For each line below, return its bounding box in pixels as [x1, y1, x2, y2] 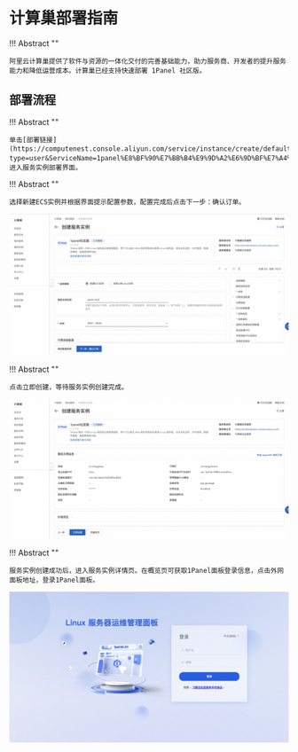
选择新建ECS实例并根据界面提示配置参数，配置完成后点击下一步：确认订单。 [9, 197, 246, 207]
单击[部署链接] [9, 135, 58, 145]
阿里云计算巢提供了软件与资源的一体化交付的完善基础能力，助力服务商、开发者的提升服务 [9, 57, 286, 66]
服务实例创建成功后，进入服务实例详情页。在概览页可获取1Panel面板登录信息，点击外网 [9, 567, 284, 576]
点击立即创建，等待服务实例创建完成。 [9, 382, 129, 391]
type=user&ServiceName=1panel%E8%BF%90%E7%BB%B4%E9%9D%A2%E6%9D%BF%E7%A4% [9, 153, 292, 162]
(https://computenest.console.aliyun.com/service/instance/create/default [9, 144, 292, 153]
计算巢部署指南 [9, 8, 119, 28]
